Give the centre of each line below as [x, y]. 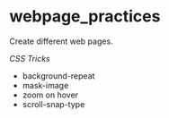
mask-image [45, 85]
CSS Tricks [30, 58]
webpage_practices [85, 17]
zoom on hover [50, 95]
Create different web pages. [62, 41]
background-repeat [58, 76]
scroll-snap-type [53, 104]
